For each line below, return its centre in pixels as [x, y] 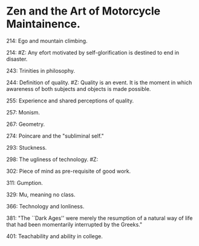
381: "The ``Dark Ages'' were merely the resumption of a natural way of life [99, 218]
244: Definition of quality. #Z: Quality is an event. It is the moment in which [99, 82]
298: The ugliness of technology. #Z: [52, 159]
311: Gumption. [25, 182]
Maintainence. [43, 24]
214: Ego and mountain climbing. [47, 41]
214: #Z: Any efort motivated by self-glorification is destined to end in [93, 52]
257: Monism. [23, 112]
